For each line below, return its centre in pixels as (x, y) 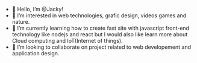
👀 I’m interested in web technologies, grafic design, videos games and (99, 15)
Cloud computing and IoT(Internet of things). (67, 41)
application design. (36, 53)
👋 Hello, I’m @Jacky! (37, 9)
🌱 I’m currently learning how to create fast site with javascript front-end (101, 28)
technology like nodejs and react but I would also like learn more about (100, 34)
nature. (21, 22)
